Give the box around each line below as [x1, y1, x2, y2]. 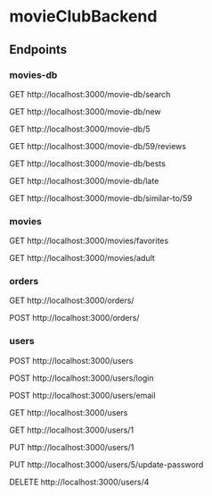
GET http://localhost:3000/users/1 [9, 425, 135, 435]
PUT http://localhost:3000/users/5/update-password [9, 458, 204, 470]
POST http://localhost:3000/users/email [9, 390, 156, 400]
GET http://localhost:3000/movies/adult [9, 253, 156, 264]
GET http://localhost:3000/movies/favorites [9, 235, 169, 247]
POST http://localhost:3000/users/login [9, 373, 154, 383]
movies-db [9, 69, 58, 81]
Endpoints [9, 42, 68, 57]
